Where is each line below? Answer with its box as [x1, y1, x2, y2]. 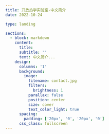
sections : [5, 31, 27, 36]
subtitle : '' [19, 50, 47, 55]
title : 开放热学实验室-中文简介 [5, 7, 66, 13]
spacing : [19, 111, 38, 117]
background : [19, 69, 45, 74]
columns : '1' [19, 64, 47, 69]
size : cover [28, 102, 54, 107]
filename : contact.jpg [28, 78, 77, 83]
